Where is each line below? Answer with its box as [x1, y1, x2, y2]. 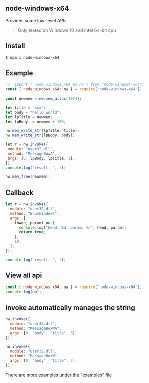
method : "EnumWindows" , [10, 211, 59, 216]
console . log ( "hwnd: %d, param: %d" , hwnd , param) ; [18, 225, 127, 230]
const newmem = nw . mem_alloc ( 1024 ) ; [5, 96, 82, 101]
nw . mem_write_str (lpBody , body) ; [5, 133, 75, 138]
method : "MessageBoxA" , [7, 151, 57, 156]
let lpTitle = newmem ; [5, 114, 53, 120]
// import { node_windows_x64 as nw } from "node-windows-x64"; [5, 82, 144, 87]
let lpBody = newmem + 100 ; [5, 119, 66, 124]
